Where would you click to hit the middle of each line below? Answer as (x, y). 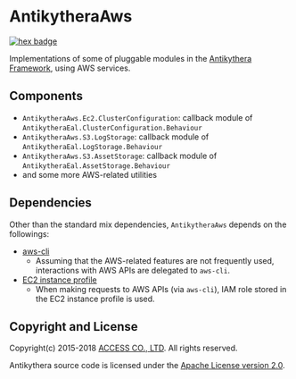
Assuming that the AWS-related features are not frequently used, (155, 260)
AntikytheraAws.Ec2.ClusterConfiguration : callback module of (137, 117)
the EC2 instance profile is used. (95, 299)
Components (46, 96)
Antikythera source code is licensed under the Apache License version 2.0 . (147, 366)
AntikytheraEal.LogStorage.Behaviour (92, 147)
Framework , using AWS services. (70, 68)
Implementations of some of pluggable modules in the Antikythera (131, 58)
